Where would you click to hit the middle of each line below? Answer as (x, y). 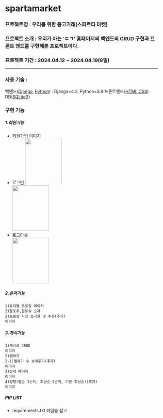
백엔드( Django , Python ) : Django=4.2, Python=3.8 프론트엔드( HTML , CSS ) (77, 91)
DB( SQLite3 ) (17, 96)
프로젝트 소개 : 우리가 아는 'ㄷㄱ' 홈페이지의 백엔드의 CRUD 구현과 (77, 39)
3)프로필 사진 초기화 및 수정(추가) (35, 316)
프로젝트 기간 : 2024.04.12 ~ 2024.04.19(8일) (57, 60)
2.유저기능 (15, 293)
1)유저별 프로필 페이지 (24, 306)
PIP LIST (14, 398)
